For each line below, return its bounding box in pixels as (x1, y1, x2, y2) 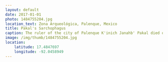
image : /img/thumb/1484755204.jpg (5, 35, 77, 40)
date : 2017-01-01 (5, 12, 41, 17)
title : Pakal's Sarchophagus (5, 26, 66, 31)
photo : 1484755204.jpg (5, 16, 52, 21)
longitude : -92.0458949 (14, 49, 64, 54)
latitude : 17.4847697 (14, 44, 59, 49)
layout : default (5, 7, 39, 12)
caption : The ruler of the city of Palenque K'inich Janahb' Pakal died (5, 30, 160, 35)
